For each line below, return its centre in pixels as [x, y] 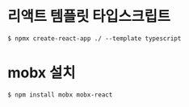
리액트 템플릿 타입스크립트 [89, 16]
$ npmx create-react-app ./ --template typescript [94, 38]
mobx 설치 [42, 73]
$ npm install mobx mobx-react [60, 95]
